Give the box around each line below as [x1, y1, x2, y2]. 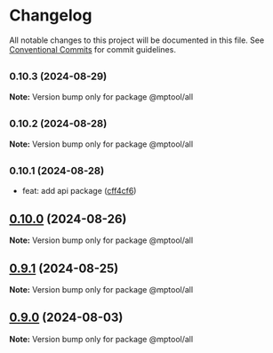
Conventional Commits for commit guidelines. [9, 44, 176, 54]
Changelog [9, 5, 92, 26]
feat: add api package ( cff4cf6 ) [21, 186, 137, 197]
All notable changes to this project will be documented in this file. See [9, 35, 265, 45]
